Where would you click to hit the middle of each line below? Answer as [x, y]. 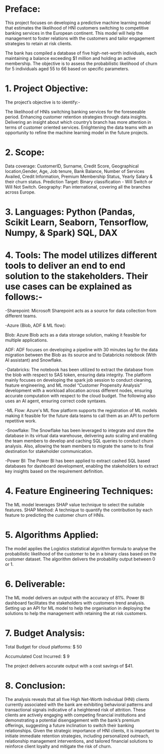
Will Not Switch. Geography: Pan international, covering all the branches [78, 187]
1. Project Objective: [47, 89]
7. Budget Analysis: [45, 633]
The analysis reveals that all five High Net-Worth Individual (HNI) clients [77, 699]
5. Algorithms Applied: [52, 535]
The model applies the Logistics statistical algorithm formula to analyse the [81, 548]
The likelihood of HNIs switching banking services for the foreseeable [75, 112]
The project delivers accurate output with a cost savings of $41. [69, 666]
